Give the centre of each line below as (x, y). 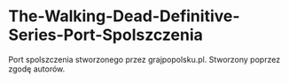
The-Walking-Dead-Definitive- (124, 16)
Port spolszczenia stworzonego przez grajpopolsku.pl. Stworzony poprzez (144, 59)
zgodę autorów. (37, 69)
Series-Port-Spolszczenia (105, 35)
